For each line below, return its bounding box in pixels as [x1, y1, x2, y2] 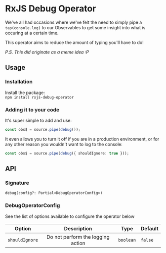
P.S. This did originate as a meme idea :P [5, 49, 89, 55]
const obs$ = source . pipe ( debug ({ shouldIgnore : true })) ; [5, 151, 129, 156]
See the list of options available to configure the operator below [5, 213, 135, 219]
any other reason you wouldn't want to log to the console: [5, 141, 123, 147]
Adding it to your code [5, 106, 60, 113]
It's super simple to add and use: [5, 117, 72, 123]
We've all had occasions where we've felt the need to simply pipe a [5, 19, 142, 25]
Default [140, 225, 159, 232]
